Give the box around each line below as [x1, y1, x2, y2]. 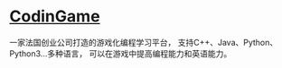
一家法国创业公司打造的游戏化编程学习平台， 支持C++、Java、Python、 [9, 37, 278, 47]
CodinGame [9, 6, 101, 27]
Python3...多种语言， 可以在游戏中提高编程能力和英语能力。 [9, 47, 232, 59]
